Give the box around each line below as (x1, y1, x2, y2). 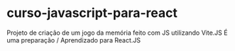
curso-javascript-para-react (6, 5, 178, 21)
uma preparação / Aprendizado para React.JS (6, 35, 141, 44)
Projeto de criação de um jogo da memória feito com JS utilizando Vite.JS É (6, 28, 228, 37)
